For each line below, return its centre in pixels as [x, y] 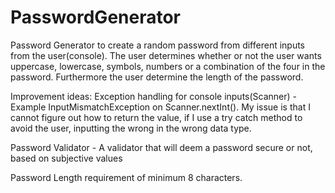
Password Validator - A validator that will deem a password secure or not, [161, 147]
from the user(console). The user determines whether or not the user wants [166, 55]
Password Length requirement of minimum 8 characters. [126, 177]
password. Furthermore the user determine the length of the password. [157, 77]
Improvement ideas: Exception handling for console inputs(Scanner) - [154, 96]
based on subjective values [66, 158]
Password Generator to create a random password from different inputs [158, 45]
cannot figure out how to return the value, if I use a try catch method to [156, 117]
